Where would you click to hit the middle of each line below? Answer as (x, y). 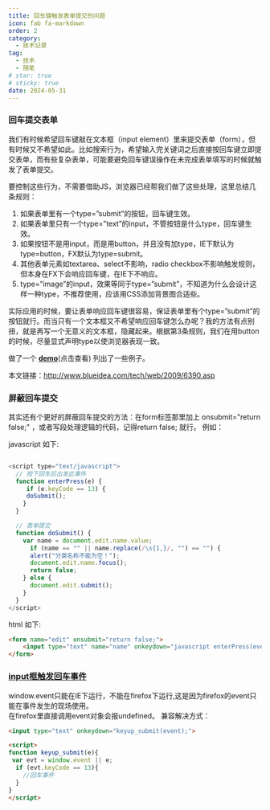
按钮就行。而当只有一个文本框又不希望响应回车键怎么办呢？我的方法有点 (128, 321)
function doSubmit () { (53, 533)
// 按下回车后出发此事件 (51, 474)
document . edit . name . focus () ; (78, 563)
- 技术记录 (31, 46)
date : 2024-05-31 (37, 90)
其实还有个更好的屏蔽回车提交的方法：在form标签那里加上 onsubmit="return (135, 417)
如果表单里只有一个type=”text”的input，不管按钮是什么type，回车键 (132, 223)
